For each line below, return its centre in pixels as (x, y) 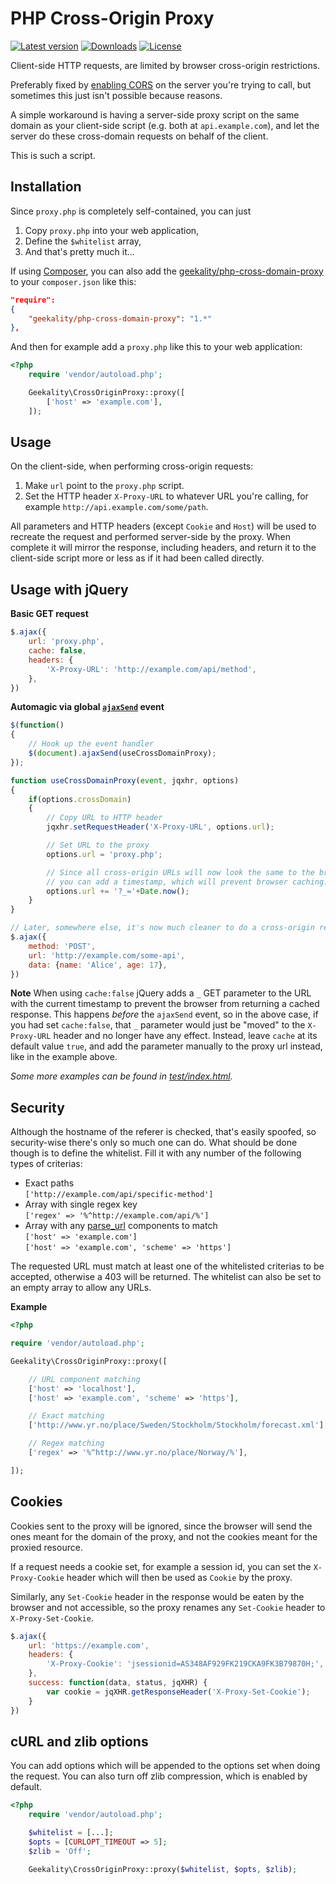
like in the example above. (64, 1057)
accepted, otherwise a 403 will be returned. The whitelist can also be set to (166, 1277)
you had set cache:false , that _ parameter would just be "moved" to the (158, 1025)
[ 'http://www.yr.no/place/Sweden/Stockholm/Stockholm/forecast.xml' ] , (178, 1425)
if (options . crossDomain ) (80, 799)
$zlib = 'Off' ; (60, 1851)
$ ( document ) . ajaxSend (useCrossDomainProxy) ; (122, 753)
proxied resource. (46, 1547)
